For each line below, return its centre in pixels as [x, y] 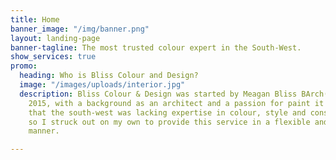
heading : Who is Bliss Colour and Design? [109, 76]
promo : [24, 66]
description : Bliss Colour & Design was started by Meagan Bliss [158, 94]
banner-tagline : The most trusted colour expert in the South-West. [156, 47]
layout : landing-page [55, 38]
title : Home [35, 19]
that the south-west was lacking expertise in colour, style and [167, 112]
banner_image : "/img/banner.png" [80, 29]
